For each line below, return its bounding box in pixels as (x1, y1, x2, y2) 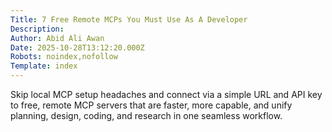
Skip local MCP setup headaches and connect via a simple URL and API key (10, 89, 323, 100)
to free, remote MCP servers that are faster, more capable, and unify (10, 99, 293, 111)
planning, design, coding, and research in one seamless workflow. (10, 110, 283, 121)
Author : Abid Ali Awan (10, 33, 105, 43)
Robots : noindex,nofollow (10, 52, 118, 62)
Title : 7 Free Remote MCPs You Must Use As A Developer (10, 14, 248, 25)
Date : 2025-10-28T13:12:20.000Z (10, 42, 145, 53)
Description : (10, 24, 65, 34)
